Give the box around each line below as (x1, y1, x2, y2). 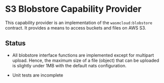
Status (5, 39, 26, 48)
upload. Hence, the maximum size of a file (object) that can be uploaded (12, 57, 159, 63)
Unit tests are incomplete (12, 72, 64, 78)
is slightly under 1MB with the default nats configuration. (12, 62, 127, 68)
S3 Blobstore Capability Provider (5, 3, 142, 15)
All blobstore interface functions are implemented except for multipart (12, 52, 154, 58)
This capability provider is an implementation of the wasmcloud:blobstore (5, 20, 153, 26)
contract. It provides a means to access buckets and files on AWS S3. (5, 25, 146, 30)
